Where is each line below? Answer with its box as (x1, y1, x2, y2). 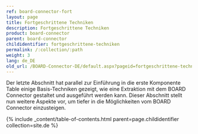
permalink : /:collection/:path (6, 47, 83, 53)
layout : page (6, 14, 38, 20)
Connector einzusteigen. (6, 104, 66, 112)
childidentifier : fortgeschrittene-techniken (6, 42, 120, 48)
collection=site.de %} (6, 122, 59, 129)
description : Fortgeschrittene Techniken (6, 25, 110, 31)
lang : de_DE (6, 58, 35, 63)
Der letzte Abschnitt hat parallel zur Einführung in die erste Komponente (6, 79, 181, 86)
